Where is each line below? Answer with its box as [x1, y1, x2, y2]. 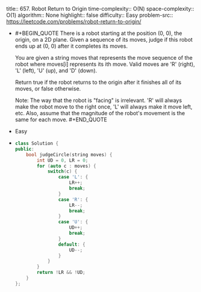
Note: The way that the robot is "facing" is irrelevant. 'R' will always [14, 97, 182, 104]
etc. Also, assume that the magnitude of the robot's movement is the [14, 110, 185, 116]
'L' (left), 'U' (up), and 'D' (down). [14, 67, 97, 74]
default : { [58, 241, 85, 247]
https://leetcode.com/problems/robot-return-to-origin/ [6, 18, 141, 25]
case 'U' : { [58, 219, 88, 225]
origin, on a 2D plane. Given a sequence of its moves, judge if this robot [14, 36, 193, 43]
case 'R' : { [58, 196, 88, 203]
